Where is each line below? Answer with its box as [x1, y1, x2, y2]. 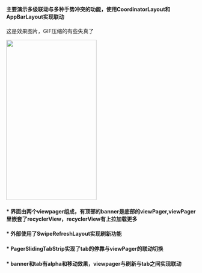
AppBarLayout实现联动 [6, 13, 64, 20]
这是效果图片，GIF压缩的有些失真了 [6, 28, 94, 35]
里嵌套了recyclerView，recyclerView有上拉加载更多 [6, 215, 138, 222]
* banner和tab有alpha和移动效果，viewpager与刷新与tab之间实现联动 [6, 260, 182, 267]
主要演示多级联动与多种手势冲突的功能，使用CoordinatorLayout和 [6, 5, 171, 13]
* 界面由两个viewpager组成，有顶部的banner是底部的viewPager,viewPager [6, 207, 197, 215]
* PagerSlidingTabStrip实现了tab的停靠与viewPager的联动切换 [6, 245, 164, 252]
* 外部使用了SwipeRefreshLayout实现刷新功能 [6, 230, 122, 238]
